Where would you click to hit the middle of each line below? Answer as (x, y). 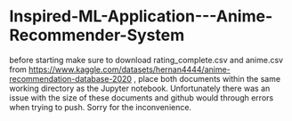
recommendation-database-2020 (70, 78)
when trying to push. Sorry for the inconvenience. (101, 107)
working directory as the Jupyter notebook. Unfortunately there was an (140, 88)
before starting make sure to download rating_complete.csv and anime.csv (146, 60)
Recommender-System (97, 35)
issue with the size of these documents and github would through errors (142, 97)
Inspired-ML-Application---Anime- (141, 16)
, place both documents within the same (207, 78)
